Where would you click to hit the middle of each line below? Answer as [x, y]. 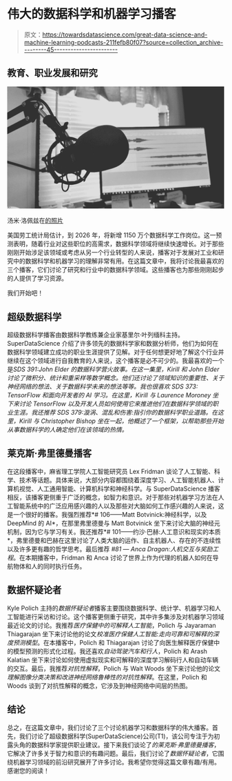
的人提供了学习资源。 [37, 278]
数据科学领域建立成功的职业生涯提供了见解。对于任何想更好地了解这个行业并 [116, 352]
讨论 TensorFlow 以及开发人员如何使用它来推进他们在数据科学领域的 [116, 404]
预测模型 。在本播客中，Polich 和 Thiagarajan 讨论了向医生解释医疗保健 [113, 642]
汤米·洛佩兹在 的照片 [35, 221]
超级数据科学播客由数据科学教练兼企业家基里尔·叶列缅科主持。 [96, 335]
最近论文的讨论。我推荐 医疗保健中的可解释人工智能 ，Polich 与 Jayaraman [112, 625]
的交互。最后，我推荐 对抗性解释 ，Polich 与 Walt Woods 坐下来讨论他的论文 [114, 668]
